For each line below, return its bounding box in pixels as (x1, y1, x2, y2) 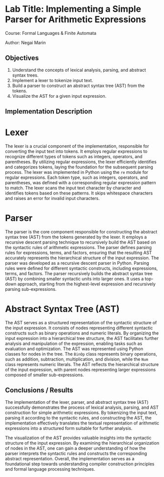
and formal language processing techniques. (5, 466, 95, 472)
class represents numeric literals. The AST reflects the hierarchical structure (5, 361, 159, 367)
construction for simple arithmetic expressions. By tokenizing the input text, (5, 409, 158, 416)
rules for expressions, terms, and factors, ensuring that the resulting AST (5, 250, 152, 256)
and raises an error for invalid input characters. (5, 196, 100, 201)
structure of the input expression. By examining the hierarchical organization (5, 440, 160, 446)
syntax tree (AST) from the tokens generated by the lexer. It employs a (5, 234, 147, 240)
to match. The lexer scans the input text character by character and (5, 185, 141, 191)
